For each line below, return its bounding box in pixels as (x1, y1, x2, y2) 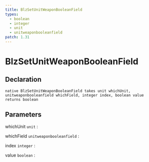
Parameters (5, 110, 42, 119)
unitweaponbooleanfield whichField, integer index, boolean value (5, 93, 144, 97)
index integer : (5, 142, 35, 148)
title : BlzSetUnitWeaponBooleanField (5, 7, 83, 12)
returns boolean (5, 97, 38, 102)
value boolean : (5, 152, 35, 158)
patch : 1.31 (5, 35, 30, 40)
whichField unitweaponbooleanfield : (5, 133, 80, 139)
